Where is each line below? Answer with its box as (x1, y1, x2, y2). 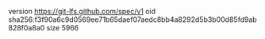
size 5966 (46, 23, 79, 32)
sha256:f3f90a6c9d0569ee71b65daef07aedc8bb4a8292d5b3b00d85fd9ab (8, 15, 258, 24)
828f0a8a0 (8, 23, 45, 32)
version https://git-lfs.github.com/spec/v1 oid (8, 7, 156, 16)
